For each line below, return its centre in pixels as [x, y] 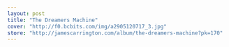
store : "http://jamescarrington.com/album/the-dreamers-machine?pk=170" [115, 33]
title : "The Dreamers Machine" [53, 20]
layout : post [26, 13]
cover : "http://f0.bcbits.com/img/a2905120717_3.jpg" [87, 26]
